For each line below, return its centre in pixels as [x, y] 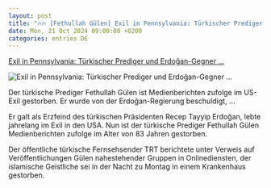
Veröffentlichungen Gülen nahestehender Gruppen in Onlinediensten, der [130, 158]
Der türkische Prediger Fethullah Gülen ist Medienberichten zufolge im [125, 93]
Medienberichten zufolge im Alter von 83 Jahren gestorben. [108, 134]
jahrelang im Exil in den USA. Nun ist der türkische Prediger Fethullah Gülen [134, 125]
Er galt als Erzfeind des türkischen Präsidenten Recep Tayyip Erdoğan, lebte [135, 117]
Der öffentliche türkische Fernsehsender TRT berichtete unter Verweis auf [132, 149]
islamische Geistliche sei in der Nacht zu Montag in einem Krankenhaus [127, 167]
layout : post [30, 16]
